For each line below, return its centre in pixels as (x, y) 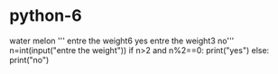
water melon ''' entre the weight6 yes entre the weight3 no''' (122, 41)
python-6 (46, 16)
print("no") (29, 60)
